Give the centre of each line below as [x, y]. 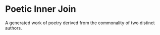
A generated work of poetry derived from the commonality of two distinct [80, 23]
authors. [14, 28]
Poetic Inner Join [41, 9]
